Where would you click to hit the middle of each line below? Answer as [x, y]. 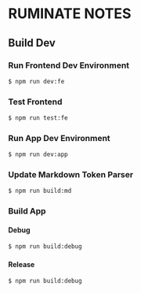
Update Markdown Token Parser [71, 175]
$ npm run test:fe [38, 118]
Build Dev [32, 43]
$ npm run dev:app [38, 154]
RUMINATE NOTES [70, 14]
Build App [27, 211]
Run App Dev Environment [60, 138]
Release [22, 264]
